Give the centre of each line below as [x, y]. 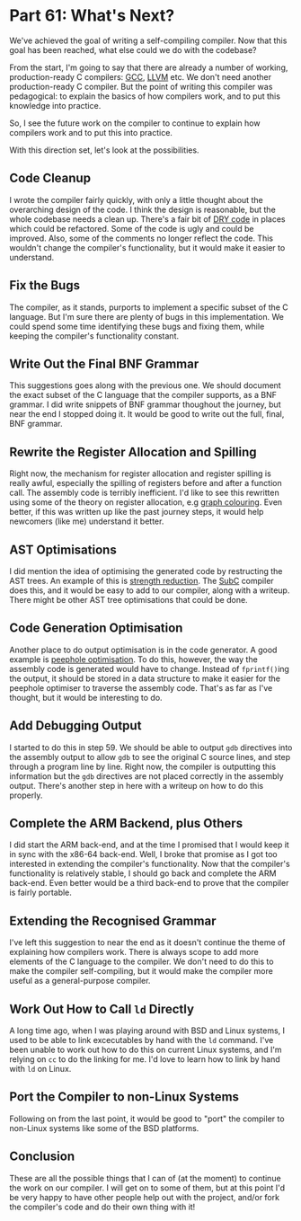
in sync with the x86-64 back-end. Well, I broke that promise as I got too [143, 854]
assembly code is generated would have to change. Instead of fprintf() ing [150, 668]
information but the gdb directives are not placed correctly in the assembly [147, 776]
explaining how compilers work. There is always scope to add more [134, 952]
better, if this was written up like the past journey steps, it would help [137, 512]
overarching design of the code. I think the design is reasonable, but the [142, 209]
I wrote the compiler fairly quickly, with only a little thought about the [136, 199]
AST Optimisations [63, 549]
